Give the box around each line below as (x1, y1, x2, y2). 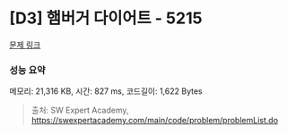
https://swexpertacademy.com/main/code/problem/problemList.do (30, 115, 279, 126)
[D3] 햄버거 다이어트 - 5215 (9, 8, 203, 29)
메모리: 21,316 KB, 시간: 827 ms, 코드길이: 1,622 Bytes (9, 86, 204, 96)
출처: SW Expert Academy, (30, 105, 129, 116)
